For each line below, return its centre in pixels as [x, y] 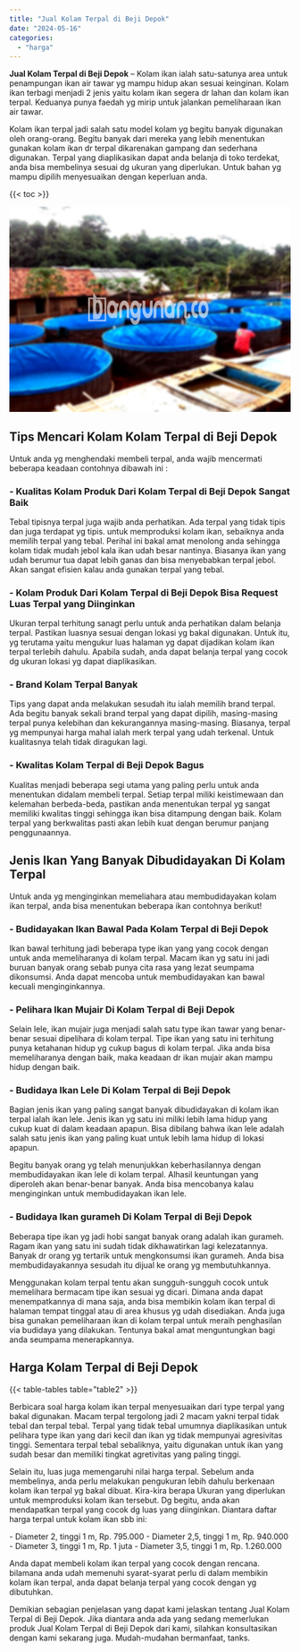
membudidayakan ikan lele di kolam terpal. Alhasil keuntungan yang [134, 1175]
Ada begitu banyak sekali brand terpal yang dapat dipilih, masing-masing [144, 714]
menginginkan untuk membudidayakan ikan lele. [98, 1194]
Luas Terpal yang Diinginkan [72, 603]
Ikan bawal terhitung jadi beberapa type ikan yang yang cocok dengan [139, 948]
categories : [31, 38]
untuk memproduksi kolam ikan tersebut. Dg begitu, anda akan [125, 1500]
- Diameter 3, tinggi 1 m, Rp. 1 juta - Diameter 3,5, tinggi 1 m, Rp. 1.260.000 [146, 1545]
